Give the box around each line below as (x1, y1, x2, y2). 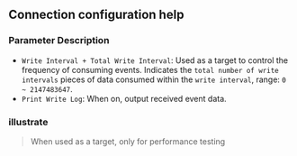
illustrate (8, 115, 49, 128)
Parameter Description (8, 34, 110, 47)
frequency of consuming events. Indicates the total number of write (21, 64, 280, 75)
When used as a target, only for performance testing (30, 135, 226, 147)
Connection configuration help (8, 7, 184, 23)
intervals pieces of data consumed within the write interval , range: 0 (21, 74, 287, 85)
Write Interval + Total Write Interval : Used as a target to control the (21, 54, 289, 66)
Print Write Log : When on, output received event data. (21, 93, 227, 104)
